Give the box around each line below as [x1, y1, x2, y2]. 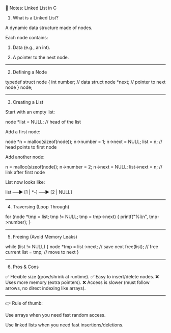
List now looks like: [5, 179, 45, 185]
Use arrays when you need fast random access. [5, 312, 106, 318]
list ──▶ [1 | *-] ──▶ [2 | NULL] [5, 189, 72, 195]
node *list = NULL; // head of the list [5, 119, 81, 125]
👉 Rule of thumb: [5, 300, 43, 306]
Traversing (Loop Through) [12, 204, 70, 209]
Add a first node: [5, 129, 41, 135]
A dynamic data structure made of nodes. [5, 25, 93, 31]
